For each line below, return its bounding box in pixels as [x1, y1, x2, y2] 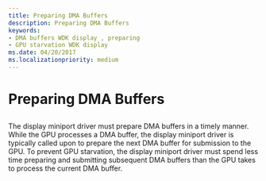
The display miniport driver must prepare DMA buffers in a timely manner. [8, 121, 249, 131]
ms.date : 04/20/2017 [8, 48, 77, 56]
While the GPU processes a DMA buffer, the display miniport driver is [8, 130, 234, 140]
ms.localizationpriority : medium [8, 56, 119, 64]
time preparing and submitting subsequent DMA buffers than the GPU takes [8, 156, 256, 165]
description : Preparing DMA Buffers [8, 19, 129, 27]
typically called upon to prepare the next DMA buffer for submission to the [8, 138, 252, 148]
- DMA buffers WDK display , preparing [8, 33, 141, 42]
